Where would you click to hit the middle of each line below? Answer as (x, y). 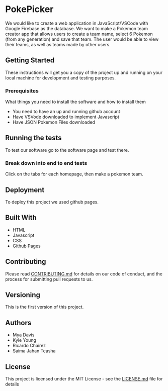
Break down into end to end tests (46, 163)
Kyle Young (24, 340)
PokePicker (29, 9)
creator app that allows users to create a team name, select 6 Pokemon (79, 34)
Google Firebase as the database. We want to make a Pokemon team (77, 28)
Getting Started (30, 61)
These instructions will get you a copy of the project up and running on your (84, 72)
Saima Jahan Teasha (34, 351)
